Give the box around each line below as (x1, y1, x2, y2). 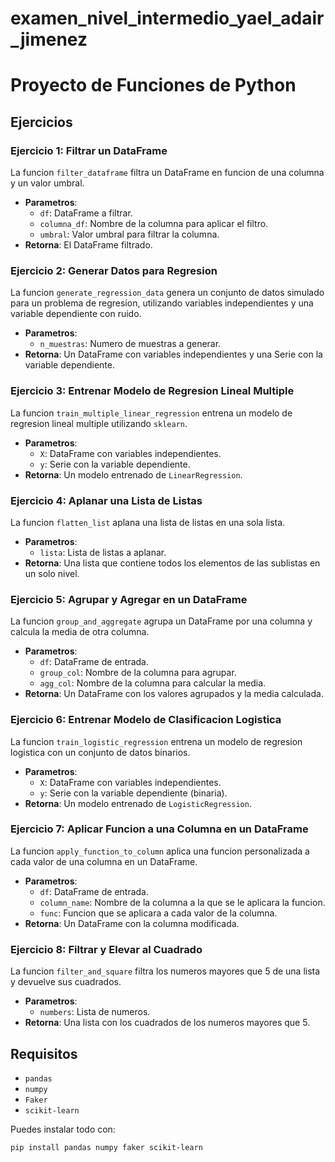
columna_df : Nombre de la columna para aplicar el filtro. (39, 218, 269, 230)
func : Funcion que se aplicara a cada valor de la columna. (39, 907, 278, 919)
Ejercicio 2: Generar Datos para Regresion (10, 263, 218, 277)
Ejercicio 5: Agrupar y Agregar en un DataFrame (10, 592, 248, 606)
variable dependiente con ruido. (10, 308, 142, 320)
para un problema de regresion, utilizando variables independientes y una (10, 297, 314, 309)
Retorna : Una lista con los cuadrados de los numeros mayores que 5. (24, 1017, 311, 1029)
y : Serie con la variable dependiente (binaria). (39, 787, 228, 799)
